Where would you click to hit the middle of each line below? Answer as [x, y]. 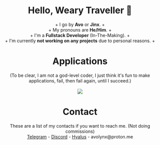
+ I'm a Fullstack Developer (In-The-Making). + [80, 35]
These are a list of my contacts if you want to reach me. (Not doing [80, 126]
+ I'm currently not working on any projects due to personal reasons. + [80, 41]
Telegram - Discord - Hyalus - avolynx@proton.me [80, 136]
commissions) [80, 131]
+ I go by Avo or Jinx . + [80, 24]
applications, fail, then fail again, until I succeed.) [80, 80]
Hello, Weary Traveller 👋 [80, 10]
